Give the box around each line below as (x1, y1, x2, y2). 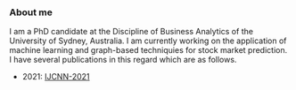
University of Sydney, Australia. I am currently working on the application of (9, 35, 287, 46)
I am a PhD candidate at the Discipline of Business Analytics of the (9, 26, 254, 37)
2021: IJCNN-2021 (21, 71, 91, 82)
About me (9, 6, 53, 19)
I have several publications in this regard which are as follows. (9, 55, 237, 65)
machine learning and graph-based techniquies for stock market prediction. (9, 45, 288, 56)
